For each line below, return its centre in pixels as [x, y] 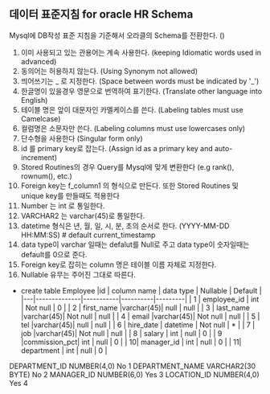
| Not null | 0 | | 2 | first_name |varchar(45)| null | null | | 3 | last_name [135, 307]
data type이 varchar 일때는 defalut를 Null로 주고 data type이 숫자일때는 [135, 244]
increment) [39, 157]
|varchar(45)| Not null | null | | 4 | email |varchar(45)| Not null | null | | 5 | [140, 316]
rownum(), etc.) [47, 176]
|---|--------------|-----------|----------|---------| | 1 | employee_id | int [140, 299]
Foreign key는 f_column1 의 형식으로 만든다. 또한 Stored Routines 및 [130, 185]
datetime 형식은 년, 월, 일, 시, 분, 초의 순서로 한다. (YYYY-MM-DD [125, 226]
